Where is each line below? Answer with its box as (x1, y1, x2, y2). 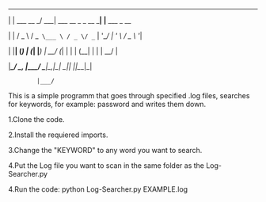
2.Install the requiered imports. (8, 130, 108, 139)
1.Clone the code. (8, 115, 65, 124)
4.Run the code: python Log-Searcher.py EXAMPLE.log (8, 185, 188, 194)
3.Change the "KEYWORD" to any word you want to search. (8, 146, 203, 154)
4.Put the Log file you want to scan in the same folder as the (8, 161, 204, 170)
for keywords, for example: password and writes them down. (8, 100, 207, 109)
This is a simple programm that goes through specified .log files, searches (8, 91, 250, 100)
